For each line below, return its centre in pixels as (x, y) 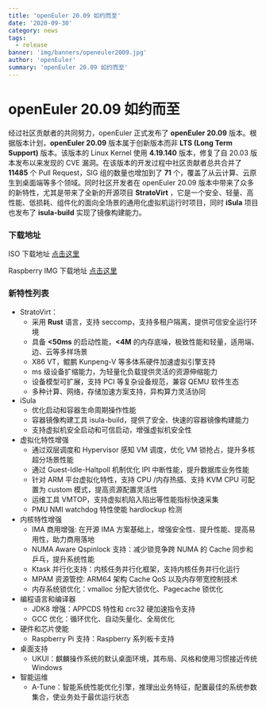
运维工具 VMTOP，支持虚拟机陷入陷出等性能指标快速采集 (125, 500)
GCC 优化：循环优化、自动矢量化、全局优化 (103, 619)
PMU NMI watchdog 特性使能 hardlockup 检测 (107, 509)
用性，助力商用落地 (63, 540)
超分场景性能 (52, 460)
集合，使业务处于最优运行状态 (80, 697)
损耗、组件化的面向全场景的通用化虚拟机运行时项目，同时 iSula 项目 (147, 202)
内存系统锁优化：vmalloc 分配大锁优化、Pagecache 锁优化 (127, 589)
